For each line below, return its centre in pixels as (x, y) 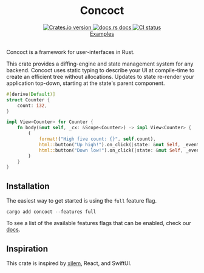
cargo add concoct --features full (51, 212)
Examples (102, 33)
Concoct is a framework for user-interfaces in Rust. (70, 52)
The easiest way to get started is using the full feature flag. (81, 201)
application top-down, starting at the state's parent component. (86, 83)
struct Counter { (28, 100)
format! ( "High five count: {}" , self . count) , (97, 139)
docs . (13, 230)
